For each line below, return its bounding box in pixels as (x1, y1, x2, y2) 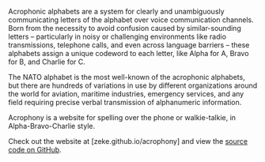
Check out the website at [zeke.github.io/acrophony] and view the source (8, 137, 248, 145)
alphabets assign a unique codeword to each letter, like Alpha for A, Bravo (8, 49, 249, 58)
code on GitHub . (8, 145, 62, 154)
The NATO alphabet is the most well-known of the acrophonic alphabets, (8, 73, 245, 81)
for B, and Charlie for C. (8, 57, 85, 66)
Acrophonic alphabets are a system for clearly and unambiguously (8, 7, 225, 16)
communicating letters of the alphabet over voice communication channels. (8, 15, 255, 24)
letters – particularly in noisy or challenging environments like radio (8, 32, 227, 41)
